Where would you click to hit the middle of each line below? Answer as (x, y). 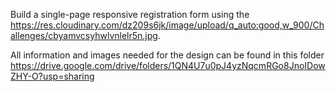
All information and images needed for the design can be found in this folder (167, 55)
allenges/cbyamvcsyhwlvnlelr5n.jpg (84, 35)
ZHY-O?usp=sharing (52, 76)
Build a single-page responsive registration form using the (130, 14)
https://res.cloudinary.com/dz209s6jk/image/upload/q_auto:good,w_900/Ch (167, 25)
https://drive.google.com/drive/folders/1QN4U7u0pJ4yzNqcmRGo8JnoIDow (168, 65)
